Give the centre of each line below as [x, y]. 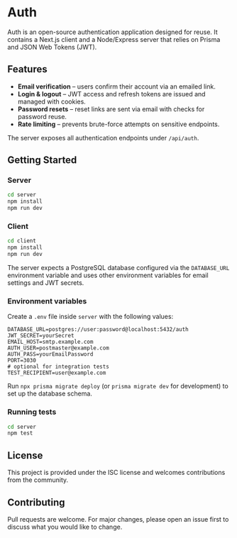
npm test [20, 433]
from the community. [38, 480]
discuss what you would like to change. [65, 527]
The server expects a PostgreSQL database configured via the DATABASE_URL [118, 267]
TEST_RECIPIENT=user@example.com [57, 373]
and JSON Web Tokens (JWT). [52, 47]
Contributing [36, 502]
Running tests [32, 412]
